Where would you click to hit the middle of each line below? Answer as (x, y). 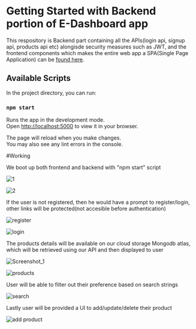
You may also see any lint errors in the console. (64, 144)
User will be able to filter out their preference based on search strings (92, 285)
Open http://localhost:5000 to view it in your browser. (72, 126)
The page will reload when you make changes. (64, 138)
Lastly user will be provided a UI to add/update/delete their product (89, 308)
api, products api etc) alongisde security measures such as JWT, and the (97, 47)
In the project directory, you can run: (51, 93)
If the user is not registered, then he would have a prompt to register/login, (98, 203)
